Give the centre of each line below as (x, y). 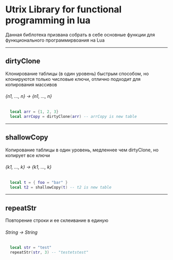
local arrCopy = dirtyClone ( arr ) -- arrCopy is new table (74, 116)
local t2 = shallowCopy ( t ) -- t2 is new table (61, 187)
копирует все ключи (28, 155)
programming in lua (48, 20)
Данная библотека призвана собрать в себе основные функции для (80, 34)
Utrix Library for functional (64, 10)
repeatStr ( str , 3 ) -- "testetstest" (49, 253)
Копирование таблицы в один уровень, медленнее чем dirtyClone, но (82, 150)
